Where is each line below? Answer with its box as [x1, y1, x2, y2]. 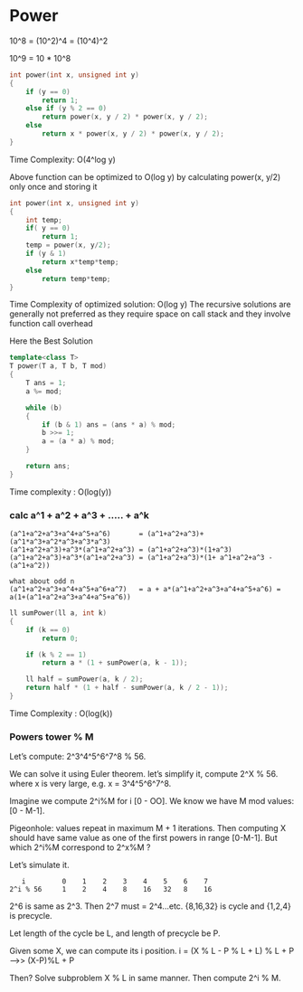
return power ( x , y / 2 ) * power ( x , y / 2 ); [42, 112, 209, 122]
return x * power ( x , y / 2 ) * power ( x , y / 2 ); [42, 129, 224, 138]
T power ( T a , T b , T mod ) [9, 362, 107, 371]
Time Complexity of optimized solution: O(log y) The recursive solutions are [9, 299, 291, 310]
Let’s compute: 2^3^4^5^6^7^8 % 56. [9, 751, 147, 762]
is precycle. [9, 911, 52, 921]
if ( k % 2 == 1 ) [25, 650, 88, 659]
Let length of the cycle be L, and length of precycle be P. [9, 928, 221, 939]
